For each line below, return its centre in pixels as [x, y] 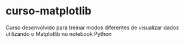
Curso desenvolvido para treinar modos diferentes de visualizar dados [92, 27]
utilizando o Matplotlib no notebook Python [59, 33]
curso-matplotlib [48, 11]
